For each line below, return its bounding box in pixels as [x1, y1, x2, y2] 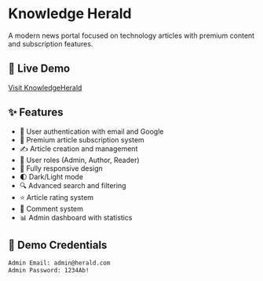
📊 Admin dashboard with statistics [19, 213, 133, 222]
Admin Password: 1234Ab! [8, 267, 89, 275]
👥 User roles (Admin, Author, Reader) [19, 155, 140, 165]
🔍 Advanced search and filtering [19, 180, 127, 190]
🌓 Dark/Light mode [19, 172, 84, 181]
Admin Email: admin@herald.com [8, 259, 111, 268]
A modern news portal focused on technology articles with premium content [8, 31, 255, 40]
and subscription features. [8, 39, 93, 48]
